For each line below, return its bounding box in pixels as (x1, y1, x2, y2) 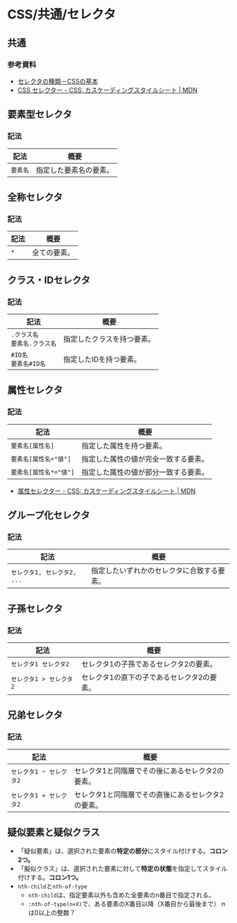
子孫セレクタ (7, 603, 63, 615)
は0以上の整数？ (28, 908, 76, 917)
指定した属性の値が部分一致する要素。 (81, 467, 209, 477)
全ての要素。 (32, 248, 75, 258)
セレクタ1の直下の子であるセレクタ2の (80, 672, 210, 682)
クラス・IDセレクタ (7, 274, 90, 286)
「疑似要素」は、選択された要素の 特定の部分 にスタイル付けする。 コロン (17, 846, 228, 855)
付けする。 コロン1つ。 (17, 873, 83, 881)
